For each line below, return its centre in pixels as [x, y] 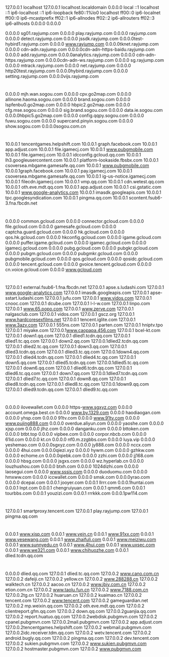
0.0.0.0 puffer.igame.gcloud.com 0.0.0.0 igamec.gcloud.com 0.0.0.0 [76, 242]
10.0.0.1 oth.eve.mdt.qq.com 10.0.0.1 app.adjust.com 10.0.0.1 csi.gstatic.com [83, 187]
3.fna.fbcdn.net [21, 203]
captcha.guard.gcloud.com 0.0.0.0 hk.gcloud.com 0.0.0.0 [65, 232]
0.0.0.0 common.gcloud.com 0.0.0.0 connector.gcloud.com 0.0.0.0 [75, 221]
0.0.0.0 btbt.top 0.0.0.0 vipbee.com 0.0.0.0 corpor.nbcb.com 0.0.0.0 [76, 434]
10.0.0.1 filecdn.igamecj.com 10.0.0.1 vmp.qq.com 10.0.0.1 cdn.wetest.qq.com [85, 182]
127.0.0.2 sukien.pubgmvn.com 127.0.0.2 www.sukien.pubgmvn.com [76, 643]
